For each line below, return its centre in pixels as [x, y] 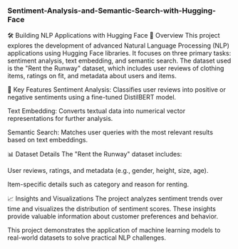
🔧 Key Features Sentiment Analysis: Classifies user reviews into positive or [117, 90]
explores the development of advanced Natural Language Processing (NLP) [119, 46]
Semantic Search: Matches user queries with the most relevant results [110, 132]
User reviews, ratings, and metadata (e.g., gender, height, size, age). [108, 171]
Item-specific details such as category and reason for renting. [98, 184]
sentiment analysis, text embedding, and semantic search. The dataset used [119, 61]
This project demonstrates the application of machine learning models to [114, 231]
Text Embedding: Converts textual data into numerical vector [97, 111]
